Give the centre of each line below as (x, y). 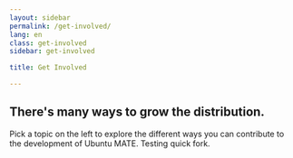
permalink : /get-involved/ (60, 26)
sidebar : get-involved (52, 51)
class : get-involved (49, 43)
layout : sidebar (40, 18)
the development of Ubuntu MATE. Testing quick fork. (110, 143)
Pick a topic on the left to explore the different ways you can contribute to (147, 134)
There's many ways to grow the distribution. (137, 112)
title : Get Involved (49, 68)
